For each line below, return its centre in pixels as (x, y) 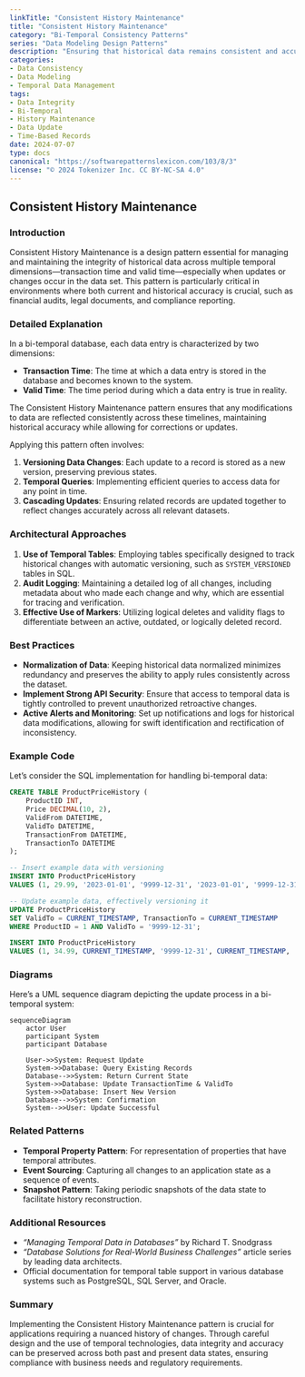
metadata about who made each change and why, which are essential (153, 592)
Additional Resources (58, 1223)
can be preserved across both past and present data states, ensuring (139, 1353)
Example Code (42, 756)
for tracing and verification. (74, 602)
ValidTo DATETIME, (60, 826)
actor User (46, 1029)
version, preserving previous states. (89, 472)
